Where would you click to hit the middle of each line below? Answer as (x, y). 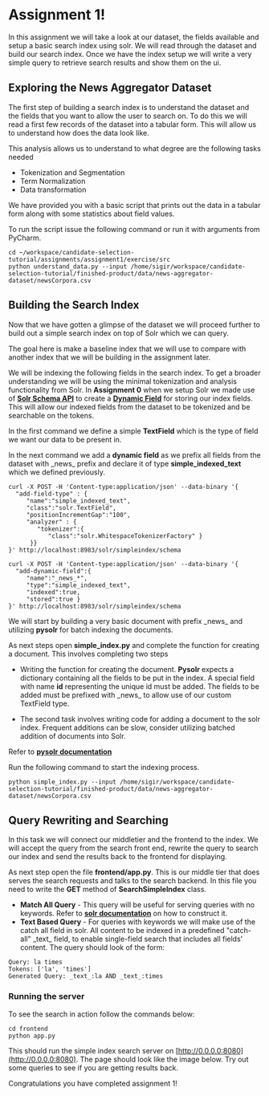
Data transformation (53, 189)
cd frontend (28, 1029)
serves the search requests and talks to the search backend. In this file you (132, 881)
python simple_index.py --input (62, 782)
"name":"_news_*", (57, 578)
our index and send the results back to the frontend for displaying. (118, 857)
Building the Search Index (74, 306)
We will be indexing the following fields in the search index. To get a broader (134, 373)
